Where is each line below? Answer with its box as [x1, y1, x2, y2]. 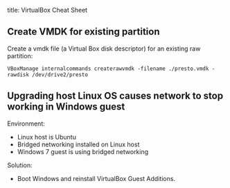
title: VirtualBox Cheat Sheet [7, 6, 88, 14]
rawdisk [7, 71, 30, 78]
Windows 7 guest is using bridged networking [17, 147, 149, 155]
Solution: [7, 161, 33, 169]
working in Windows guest [7, 101, 125, 113]
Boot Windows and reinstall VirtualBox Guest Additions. [17, 174, 175, 182]
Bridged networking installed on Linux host [17, 140, 140, 148]
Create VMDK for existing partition [7, 26, 160, 37]
